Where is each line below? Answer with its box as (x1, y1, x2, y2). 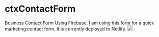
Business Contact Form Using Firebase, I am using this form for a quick (5, 20, 154, 26)
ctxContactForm (5, 3, 76, 15)
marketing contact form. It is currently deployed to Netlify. (5, 26, 127, 32)
